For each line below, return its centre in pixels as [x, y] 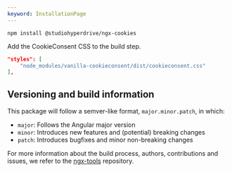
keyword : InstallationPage [47, 14]
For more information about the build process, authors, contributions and [113, 154]
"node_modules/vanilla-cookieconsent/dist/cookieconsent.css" [113, 66]
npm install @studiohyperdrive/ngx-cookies [72, 33]
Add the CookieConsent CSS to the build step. [74, 46]
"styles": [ [25, 59]
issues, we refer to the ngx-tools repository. [71, 161]
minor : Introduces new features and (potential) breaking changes [111, 133]
